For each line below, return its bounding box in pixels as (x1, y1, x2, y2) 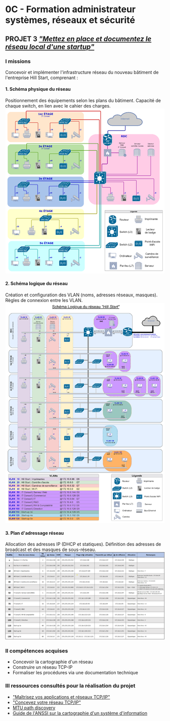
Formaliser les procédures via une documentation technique (12, 670, 138, 676)
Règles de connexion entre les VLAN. (5, 297, 83, 303)
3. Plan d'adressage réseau (5, 530, 64, 536)
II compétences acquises (5, 647, 68, 654)
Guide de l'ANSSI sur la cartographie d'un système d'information (12, 710, 148, 716)
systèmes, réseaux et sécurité (5, 14, 136, 26)
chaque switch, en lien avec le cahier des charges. (5, 103, 111, 109)
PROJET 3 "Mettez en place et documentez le (5, 35, 152, 43)
